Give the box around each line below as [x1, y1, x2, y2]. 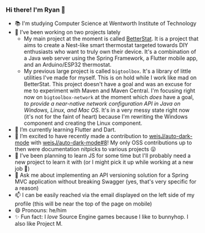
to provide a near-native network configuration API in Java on [23, 100, 181, 108]
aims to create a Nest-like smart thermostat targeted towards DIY [23, 42, 188, 49]
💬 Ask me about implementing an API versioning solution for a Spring [14, 171, 189, 179]
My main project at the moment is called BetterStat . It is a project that [23, 35, 199, 42]
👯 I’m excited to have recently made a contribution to [14, 133, 148, 140]
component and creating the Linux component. [23, 119, 143, 127]
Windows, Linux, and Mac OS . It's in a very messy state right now [23, 106, 190, 114]
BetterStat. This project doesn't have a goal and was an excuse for [23, 81, 192, 88]
